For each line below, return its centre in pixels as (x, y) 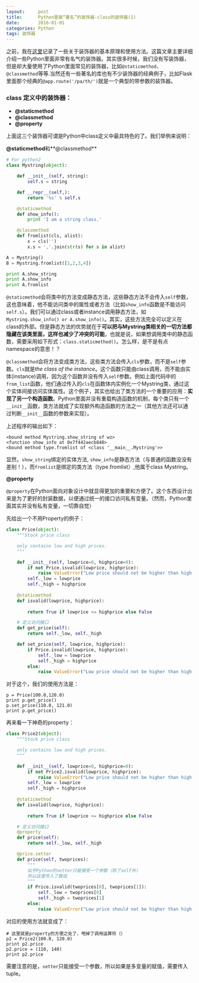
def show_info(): (38, 214)
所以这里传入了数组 (47, 876)
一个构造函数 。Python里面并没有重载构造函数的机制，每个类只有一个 (105, 399)
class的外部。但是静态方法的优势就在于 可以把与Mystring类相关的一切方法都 (99, 326)
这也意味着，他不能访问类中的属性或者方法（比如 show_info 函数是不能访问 (96, 305)
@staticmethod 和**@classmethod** (52, 148)
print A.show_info (29, 280)
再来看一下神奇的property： (40, 722)
